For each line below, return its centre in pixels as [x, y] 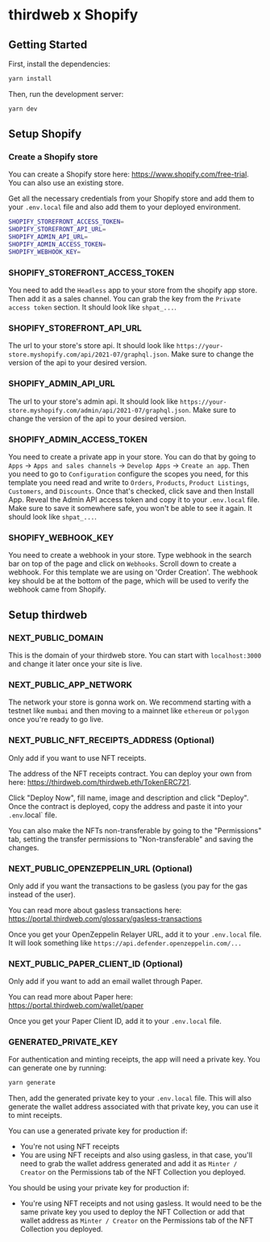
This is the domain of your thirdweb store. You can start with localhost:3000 [135, 655]
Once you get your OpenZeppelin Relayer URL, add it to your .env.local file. [135, 934]
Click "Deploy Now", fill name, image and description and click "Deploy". [129, 798]
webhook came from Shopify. [57, 589]
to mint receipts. [35, 1115]
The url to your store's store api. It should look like [91, 346]
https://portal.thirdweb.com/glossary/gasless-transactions [105, 918]
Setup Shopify [45, 134]
